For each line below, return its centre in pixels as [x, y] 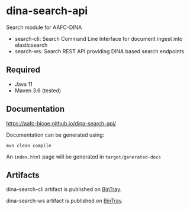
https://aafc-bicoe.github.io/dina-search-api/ [61, 123]
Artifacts [23, 175]
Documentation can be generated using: [55, 135]
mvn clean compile [29, 146]
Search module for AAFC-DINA [44, 27]
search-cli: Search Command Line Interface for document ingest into [99, 38]
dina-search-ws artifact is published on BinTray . [65, 201]
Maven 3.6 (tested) [38, 91]
